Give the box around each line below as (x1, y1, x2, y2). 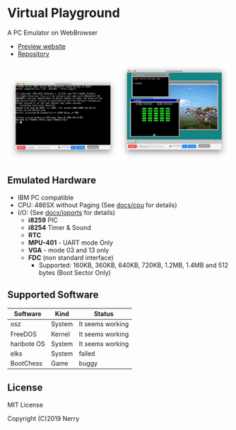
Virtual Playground (7, 5, 120, 21)
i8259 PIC (28, 216, 58, 224)
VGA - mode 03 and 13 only (28, 245, 110, 254)
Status (94, 310, 114, 318)
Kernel (50, 330, 71, 338)
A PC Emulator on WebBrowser (7, 28, 98, 37)
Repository (17, 50, 49, 58)
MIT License (7, 400, 44, 409)
